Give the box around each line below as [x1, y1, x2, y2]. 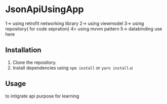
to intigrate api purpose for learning [5, 93, 79, 99]
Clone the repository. [12, 59, 57, 65]
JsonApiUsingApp [5, 4, 84, 15]
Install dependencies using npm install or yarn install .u [12, 64, 133, 71]
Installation [5, 46, 41, 54]
